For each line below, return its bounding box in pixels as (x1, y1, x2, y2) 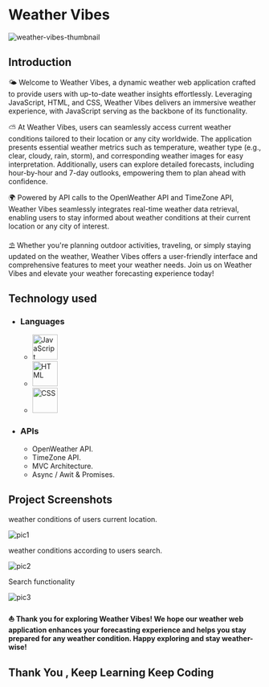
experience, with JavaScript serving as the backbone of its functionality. (8, 106, 248, 116)
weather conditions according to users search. (8, 545, 163, 555)
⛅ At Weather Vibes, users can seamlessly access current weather (8, 122, 231, 132)
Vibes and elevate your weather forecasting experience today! (8, 268, 214, 278)
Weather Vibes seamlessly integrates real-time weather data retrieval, (8, 204, 239, 214)
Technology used (8, 292, 98, 306)
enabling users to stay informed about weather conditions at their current (8, 212, 251, 222)
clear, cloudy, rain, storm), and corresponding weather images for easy (8, 150, 243, 160)
